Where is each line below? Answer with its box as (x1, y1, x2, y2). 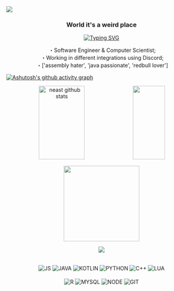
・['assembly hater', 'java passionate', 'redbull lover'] (36, 62, 169, 69)
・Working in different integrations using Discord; (40, 54, 164, 62)
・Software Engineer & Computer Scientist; (48, 46, 156, 54)
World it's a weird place (66, 21, 137, 29)
